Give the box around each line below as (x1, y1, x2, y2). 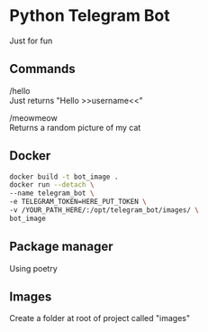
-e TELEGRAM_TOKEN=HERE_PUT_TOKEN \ (9, 198, 147, 207)
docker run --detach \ (9, 180, 95, 189)
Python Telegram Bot (9, 5, 171, 26)
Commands (9, 61, 77, 77)
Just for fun (9, 35, 53, 46)
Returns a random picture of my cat (9, 122, 141, 133)
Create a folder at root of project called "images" (9, 313, 191, 324)
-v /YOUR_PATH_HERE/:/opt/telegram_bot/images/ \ (9, 206, 200, 215)
